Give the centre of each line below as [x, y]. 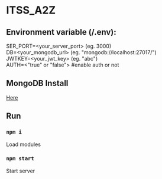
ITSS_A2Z [31, 10]
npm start [20, 159]
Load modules [24, 144]
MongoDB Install [37, 83]
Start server [21, 171]
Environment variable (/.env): [61, 32]
